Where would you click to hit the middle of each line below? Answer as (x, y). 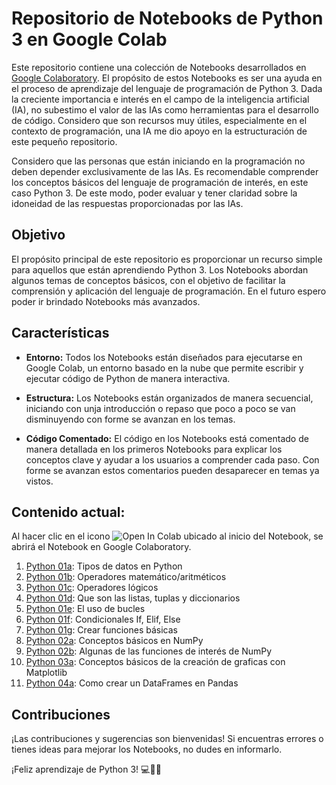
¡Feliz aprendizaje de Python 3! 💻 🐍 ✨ (86, 769)
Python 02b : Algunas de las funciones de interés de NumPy (149, 651)
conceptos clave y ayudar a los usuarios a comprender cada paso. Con (172, 459)
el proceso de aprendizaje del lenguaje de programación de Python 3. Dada (167, 88)
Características (60, 333)
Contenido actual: (68, 512)
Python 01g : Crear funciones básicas (102, 630)
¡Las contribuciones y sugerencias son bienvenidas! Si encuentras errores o (167, 739)
